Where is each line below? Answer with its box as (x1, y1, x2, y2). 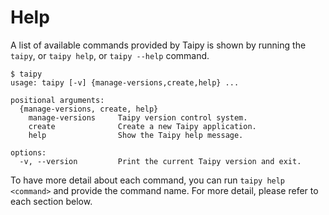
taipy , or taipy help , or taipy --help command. (10, 49, 210, 61)
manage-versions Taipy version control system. (28, 112, 248, 123)
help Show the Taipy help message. (28, 130, 244, 140)
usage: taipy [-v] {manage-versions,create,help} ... (10, 77, 240, 88)
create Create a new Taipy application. (28, 121, 257, 131)
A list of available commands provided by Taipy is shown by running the (10, 39, 307, 51)
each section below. (10, 195, 93, 207)
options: (10, 147, 47, 158)
